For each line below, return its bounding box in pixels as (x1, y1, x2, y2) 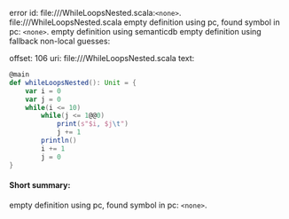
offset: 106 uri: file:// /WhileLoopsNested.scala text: (9, 53, 195, 63)
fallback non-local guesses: (9, 35, 111, 46)
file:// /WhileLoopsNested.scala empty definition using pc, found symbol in (9, 17, 281, 27)
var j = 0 (25, 95, 62, 104)
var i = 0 (25, 86, 62, 96)
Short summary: (9, 180, 71, 191)
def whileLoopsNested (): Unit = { (9, 78, 137, 87)
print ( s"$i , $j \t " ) (56, 120, 129, 129)
